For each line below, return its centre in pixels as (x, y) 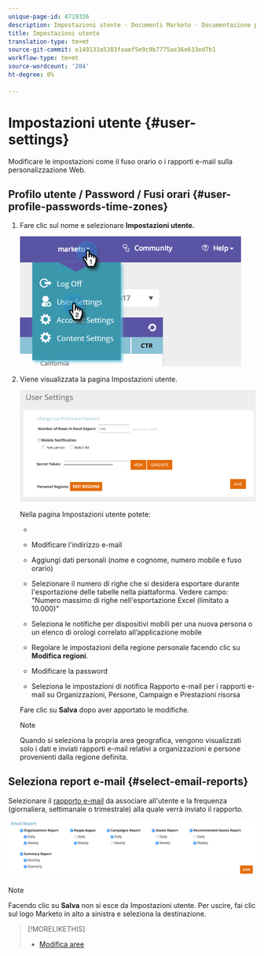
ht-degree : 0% (31, 75)
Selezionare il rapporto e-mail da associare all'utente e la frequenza (118, 800)
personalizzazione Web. (47, 170)
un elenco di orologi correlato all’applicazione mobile (117, 632)
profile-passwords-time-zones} (88, 206)
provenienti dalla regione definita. (73, 757)
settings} (39, 140)
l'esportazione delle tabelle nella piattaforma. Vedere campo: (130, 592)
